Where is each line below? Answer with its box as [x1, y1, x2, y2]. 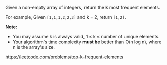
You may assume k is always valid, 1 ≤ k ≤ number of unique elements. [12, 34, 160, 39]
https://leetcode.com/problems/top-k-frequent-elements [5, 54, 124, 60]
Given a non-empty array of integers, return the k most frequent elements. [5, 5, 160, 10]
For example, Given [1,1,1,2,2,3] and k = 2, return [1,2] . [5, 14, 127, 20]
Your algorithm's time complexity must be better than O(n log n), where [12, 39, 162, 45]
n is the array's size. [12, 44, 55, 50]
